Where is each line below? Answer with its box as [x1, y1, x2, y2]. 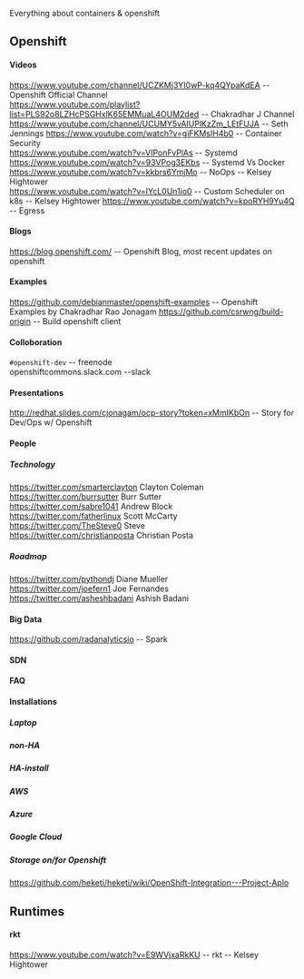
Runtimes [9, 904, 65, 919]
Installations [9, 696, 57, 707]
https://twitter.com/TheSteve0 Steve [9, 519, 145, 530]
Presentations [9, 387, 64, 398]
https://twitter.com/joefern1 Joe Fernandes [9, 583, 170, 594]
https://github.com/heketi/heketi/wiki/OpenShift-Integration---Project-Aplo [9, 877, 289, 888]
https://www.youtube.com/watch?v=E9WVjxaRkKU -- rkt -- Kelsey [9, 949, 260, 960]
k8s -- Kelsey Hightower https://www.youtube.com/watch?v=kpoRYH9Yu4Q [9, 195, 295, 206]
